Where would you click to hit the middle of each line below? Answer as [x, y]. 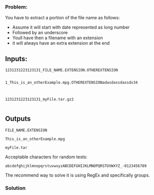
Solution [16, 188]
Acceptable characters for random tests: [46, 157]
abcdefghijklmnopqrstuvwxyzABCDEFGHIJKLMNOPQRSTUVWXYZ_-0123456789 [76, 166]
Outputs [18, 119]
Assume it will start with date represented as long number [71, 27]
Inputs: [16, 59]
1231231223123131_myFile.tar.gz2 [39, 99]
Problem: [16, 7]
